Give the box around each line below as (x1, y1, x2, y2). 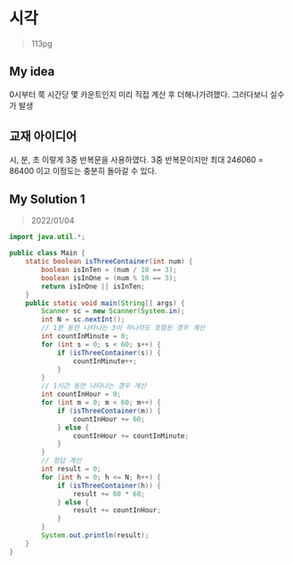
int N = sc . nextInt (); (41, 315, 126, 324)
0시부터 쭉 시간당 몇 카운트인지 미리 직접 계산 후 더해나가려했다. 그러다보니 (9, 88, 269, 99)
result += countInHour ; (72, 506, 162, 515)
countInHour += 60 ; (72, 414, 145, 424)
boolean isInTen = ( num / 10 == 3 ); (41, 265, 177, 274)
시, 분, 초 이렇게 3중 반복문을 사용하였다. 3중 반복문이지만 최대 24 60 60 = (9, 154, 265, 165)
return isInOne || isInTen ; (41, 282, 145, 291)
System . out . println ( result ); (41, 531, 150, 540)
